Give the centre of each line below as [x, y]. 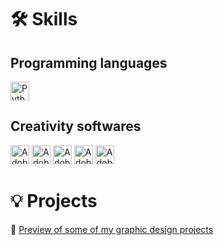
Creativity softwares [76, 126]
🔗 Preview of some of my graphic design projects [112, 229]
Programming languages [89, 62]
